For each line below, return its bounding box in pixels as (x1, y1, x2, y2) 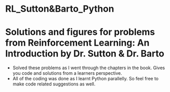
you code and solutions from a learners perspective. (12, 70, 122, 76)
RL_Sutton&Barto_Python (5, 3, 114, 15)
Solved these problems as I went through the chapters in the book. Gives (12, 65, 165, 71)
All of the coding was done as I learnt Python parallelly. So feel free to (12, 76, 159, 82)
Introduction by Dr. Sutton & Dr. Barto (5, 48, 164, 59)
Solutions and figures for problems (5, 26, 155, 38)
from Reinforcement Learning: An (5, 37, 150, 49)
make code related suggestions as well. (12, 81, 95, 87)
